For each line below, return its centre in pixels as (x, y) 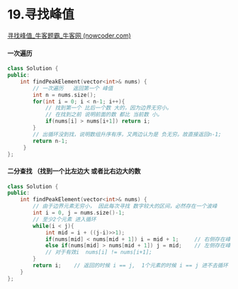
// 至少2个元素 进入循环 (65, 219)
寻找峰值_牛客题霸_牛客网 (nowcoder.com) (69, 35)
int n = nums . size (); (65, 95)
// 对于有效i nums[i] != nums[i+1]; (98, 252)
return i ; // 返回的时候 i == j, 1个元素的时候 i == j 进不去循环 (131, 266)
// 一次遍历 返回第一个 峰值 (73, 88)
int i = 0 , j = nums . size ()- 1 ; (79, 213)
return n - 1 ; (51, 141)
